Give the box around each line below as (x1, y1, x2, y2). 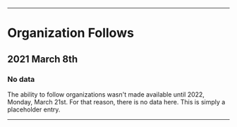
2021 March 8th (7, 53, 78, 65)
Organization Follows (7, 25, 134, 41)
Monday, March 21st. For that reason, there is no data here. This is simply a (7, 97, 226, 106)
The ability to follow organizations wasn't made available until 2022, (7, 90, 205, 99)
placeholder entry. (7, 105, 61, 114)
